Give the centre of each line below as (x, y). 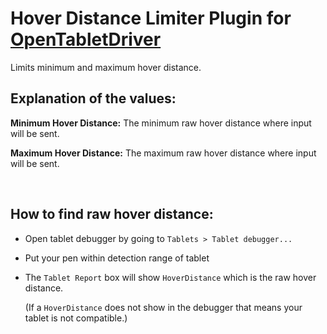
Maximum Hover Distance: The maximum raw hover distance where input (163, 153)
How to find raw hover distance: (112, 214)
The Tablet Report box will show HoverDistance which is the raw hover (170, 277)
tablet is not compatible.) (76, 318)
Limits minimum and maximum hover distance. (106, 67)
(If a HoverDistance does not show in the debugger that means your (163, 307)
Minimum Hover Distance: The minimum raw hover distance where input (161, 123)
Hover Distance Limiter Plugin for (151, 18)
